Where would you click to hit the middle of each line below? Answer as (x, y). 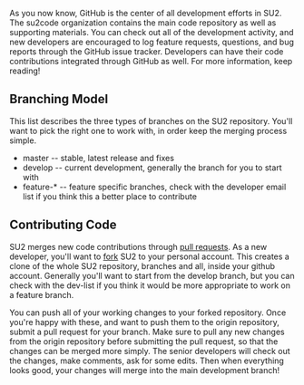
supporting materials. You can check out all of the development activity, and (152, 32)
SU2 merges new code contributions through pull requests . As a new (138, 246)
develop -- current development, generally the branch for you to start (152, 168)
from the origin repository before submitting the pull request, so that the (144, 341)
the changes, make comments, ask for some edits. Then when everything (147, 361)
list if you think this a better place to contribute (110, 196)
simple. (23, 140)
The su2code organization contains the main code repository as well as (143, 23)
